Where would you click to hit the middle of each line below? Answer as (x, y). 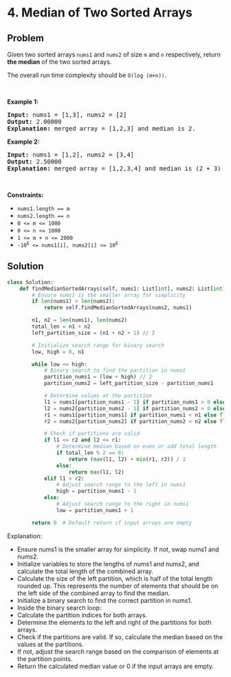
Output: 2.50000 (34, 162)
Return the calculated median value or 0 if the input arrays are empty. (115, 666)
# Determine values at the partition (98, 396)
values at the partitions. (51, 644)
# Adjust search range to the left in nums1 (121, 485)
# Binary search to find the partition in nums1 (115, 370)
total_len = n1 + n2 (61, 327)
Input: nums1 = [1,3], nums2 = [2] (67, 115)
